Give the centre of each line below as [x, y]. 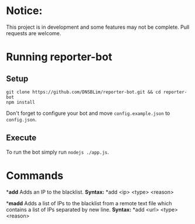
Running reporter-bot [59, 57]
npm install [20, 102]
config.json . [21, 119]
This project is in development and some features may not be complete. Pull [98, 27]
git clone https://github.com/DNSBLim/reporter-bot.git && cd [83, 92]
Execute [21, 138]
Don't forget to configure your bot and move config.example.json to [88, 113]
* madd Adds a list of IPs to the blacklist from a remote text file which [89, 203]
